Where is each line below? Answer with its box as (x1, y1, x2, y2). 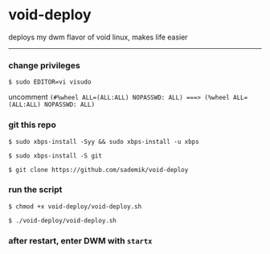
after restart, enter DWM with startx (8, 235, 153, 246)
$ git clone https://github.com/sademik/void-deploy (8, 166, 189, 174)
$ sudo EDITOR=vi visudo (8, 78, 92, 86)
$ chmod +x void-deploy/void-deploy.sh (8, 203, 142, 211)
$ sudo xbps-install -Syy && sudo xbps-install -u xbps (8, 137, 199, 145)
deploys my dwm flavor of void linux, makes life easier (8, 32, 188, 42)
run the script (8, 184, 63, 195)
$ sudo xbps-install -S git (8, 151, 103, 160)
